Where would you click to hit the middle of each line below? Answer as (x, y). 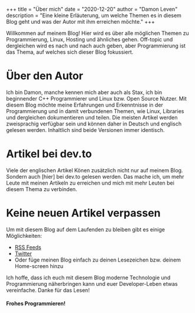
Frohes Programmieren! (36, 304)
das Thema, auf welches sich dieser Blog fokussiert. (70, 52)
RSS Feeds (28, 247)
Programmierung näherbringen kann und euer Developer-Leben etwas (92, 283)
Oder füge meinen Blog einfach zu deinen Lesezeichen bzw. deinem (98, 260)
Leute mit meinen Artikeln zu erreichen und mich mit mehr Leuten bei (90, 183)
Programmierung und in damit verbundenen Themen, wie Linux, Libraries (95, 111)
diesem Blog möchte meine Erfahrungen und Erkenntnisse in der (85, 105)
